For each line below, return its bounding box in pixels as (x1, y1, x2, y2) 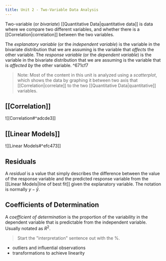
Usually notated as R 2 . (5, 224, 51, 231)
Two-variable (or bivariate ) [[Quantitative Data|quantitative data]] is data (5, 21, 153, 27)
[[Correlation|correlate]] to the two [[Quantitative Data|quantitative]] (17, 83, 156, 88)
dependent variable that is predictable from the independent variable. (5, 219, 147, 225)
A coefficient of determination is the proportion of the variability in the (5, 214, 148, 220)
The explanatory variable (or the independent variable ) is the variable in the (5, 41, 160, 47)
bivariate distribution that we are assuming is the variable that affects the (5, 46, 155, 52)
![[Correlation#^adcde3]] (5, 115, 56, 121)
